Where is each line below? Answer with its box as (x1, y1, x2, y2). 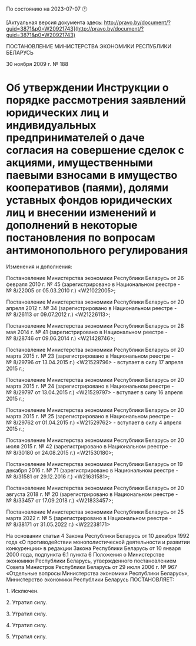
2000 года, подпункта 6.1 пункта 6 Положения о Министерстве (6, 551, 165, 558)
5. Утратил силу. (6, 632, 47, 640)
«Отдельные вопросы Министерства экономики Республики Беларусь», (6, 570, 190, 577)
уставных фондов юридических (6, 194, 172, 207)
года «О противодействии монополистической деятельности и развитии (6, 538, 190, 545)
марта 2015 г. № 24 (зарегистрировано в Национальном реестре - (6, 382, 174, 389)
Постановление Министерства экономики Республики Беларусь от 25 (6, 508, 184, 515)
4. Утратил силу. (6, 621, 48, 628)
